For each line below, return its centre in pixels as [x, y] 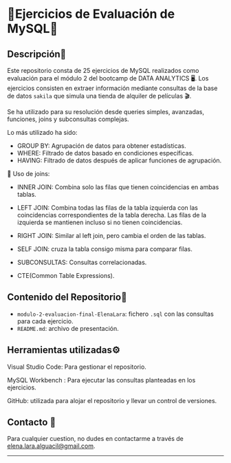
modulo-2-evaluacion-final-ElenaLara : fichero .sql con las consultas [115, 314]
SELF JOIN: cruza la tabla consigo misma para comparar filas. [104, 249]
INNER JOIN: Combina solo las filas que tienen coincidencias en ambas [118, 187]
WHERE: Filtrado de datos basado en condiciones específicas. [105, 153]
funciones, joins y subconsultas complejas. [68, 119]
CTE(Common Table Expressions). [66, 276]
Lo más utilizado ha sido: [42, 132]
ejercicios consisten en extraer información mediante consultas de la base [112, 88]
